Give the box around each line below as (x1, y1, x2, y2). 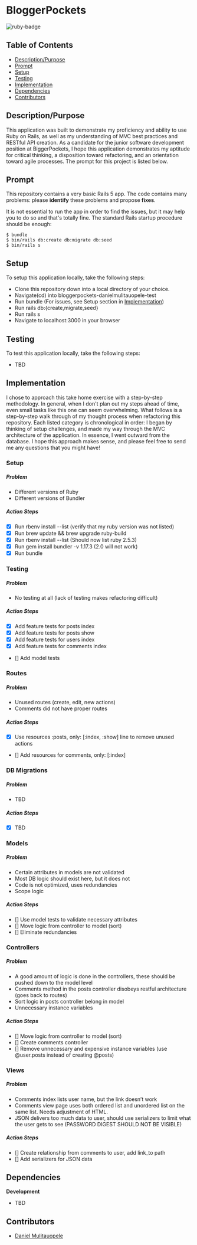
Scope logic (14, 887, 44, 894)
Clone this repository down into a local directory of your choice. (14, 286, 170, 293)
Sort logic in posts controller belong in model (14, 998, 124, 1005)
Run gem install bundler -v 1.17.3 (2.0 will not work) (14, 543, 138, 550)
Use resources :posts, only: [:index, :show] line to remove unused (14, 733, 174, 740)
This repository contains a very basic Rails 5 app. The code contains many (6, 190, 188, 198)
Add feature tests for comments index (14, 643, 107, 650)
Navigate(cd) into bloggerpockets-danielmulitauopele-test (14, 292, 156, 299)
